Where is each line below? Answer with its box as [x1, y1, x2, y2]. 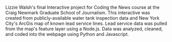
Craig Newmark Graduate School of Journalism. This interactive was [5, 10, 150, 16]
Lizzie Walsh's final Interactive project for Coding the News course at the [5, 5, 160, 10]
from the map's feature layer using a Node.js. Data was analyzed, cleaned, [5, 26, 163, 32]
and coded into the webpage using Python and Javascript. [5, 31, 129, 37]
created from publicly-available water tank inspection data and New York [5, 15, 160, 21]
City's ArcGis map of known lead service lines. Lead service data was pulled [5, 20, 167, 26]
